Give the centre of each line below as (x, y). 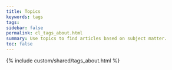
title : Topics (24, 11)
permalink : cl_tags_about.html (44, 33)
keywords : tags (25, 17)
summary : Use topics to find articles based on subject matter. (87, 38)
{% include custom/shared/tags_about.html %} (63, 60)
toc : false (19, 44)
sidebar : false (25, 28)
